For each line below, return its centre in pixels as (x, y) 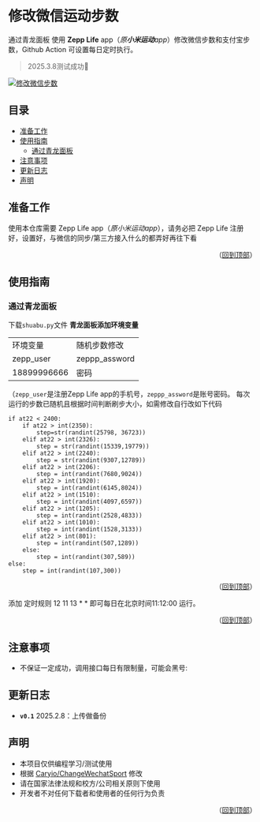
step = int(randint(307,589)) (86, 557)
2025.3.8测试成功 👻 (58, 66)
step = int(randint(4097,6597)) (90, 502)
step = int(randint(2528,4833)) (90, 516)
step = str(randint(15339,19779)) (93, 447)
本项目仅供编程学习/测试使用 (66, 764)
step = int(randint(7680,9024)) (90, 475)
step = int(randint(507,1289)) (88, 543)
